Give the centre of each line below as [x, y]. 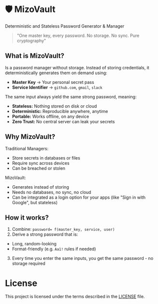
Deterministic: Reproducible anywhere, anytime [60, 111]
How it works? [27, 217]
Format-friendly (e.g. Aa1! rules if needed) [54, 249]
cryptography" [31, 40]
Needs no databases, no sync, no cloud [51, 192]
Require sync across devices [41, 163]
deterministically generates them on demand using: [56, 73]
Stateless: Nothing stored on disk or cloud [54, 106]
